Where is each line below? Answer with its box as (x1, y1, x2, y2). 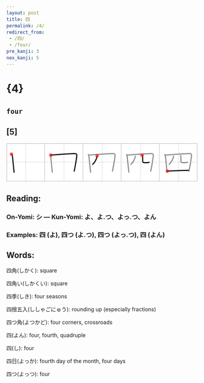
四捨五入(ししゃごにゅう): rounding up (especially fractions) (6, 305, 157, 313)
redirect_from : (6, 29, 45, 35)
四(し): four (6, 344, 35, 351)
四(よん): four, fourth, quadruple (6, 331, 86, 339)
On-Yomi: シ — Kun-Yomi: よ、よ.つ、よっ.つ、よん (6, 213, 157, 222)
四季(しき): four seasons (6, 292, 67, 300)
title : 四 (6, 16, 30, 23)
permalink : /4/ (6, 23, 45, 29)
